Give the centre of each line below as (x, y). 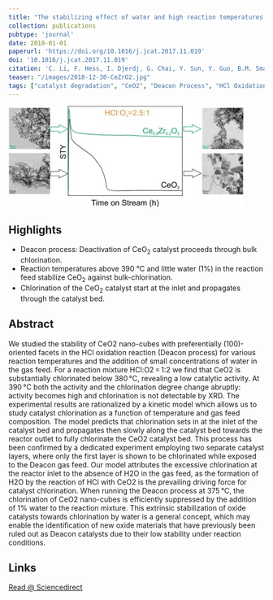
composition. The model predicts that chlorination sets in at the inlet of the (133, 421)
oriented (22, 352)
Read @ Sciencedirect (45, 587)
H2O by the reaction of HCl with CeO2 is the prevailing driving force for (128, 482)
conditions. (27, 542)
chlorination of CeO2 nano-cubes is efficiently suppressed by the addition (132, 499)
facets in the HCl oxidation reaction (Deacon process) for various (147, 352)
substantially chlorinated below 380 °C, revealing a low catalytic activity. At (134, 378)
